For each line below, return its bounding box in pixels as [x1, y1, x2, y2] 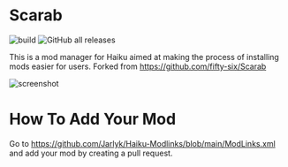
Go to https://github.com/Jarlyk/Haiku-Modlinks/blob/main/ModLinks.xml [9, 138, 276, 148]
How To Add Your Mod [9, 110, 177, 129]
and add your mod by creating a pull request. [9, 148, 173, 158]
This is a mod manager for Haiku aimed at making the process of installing [9, 51, 280, 62]
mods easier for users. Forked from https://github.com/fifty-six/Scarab [9, 61, 267, 72]
